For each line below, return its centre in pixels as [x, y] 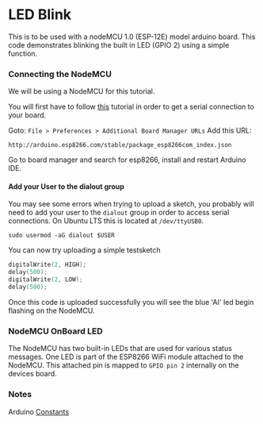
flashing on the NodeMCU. [51, 310]
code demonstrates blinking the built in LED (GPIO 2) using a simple [119, 44]
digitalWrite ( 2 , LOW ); [46, 279]
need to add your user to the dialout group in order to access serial [119, 213]
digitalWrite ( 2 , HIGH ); [48, 265]
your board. [27, 115]
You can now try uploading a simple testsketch [84, 250]
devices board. [32, 374]
